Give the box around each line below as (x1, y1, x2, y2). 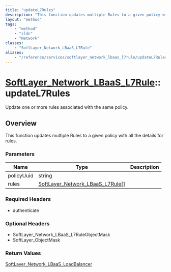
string (38, 172, 52, 179)
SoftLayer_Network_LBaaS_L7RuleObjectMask (12, 232, 110, 238)
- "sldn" (14, 31, 33, 36)
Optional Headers (5, 220, 50, 227)
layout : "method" (5, 17, 42, 22)
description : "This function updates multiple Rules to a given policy (5, 12, 160, 17)
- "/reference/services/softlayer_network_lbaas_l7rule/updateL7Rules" (14, 54, 169, 60)
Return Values (5, 250, 41, 257)
